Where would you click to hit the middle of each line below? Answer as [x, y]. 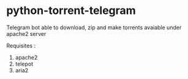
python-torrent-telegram [71, 11]
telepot [24, 64]
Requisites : [21, 46]
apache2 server [26, 33]
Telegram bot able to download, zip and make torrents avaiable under [94, 27]
